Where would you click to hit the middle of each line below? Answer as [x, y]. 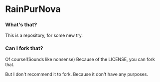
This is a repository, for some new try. [44, 35]
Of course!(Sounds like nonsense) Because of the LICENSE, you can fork [80, 59]
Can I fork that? [24, 48]
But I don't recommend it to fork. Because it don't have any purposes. [77, 74]
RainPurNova [33, 9]
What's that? [21, 25]
